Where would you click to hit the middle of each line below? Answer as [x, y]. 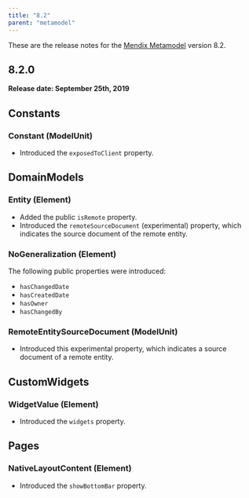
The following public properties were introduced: [87, 271]
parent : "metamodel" [42, 23]
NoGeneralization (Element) [62, 254]
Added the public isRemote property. [78, 217]
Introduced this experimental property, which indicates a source [123, 349]
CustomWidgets [49, 382]
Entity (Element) [40, 200]
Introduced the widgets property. [72, 421]
